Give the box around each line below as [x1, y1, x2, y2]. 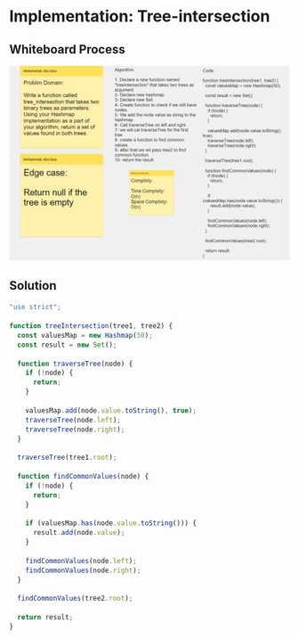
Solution [9, 278, 57, 293]
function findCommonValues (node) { [17, 472, 149, 481]
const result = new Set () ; [17, 340, 117, 349]
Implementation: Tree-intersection [9, 6, 270, 27]
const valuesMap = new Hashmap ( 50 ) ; [17, 331, 153, 340]
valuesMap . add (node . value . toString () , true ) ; [25, 406, 197, 415]
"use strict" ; [9, 303, 62, 312]
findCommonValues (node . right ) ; [25, 566, 141, 575]
